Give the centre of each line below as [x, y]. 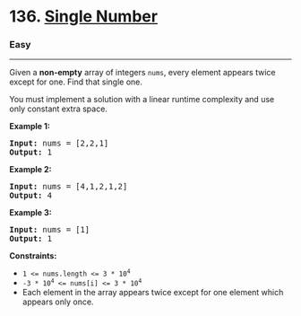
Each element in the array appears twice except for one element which [153, 293]
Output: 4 [30, 196]
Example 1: [30, 127]
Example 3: [30, 213]
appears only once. [58, 302]
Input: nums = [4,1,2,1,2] [69, 187]
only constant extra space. [58, 109]
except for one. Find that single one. [76, 82]
